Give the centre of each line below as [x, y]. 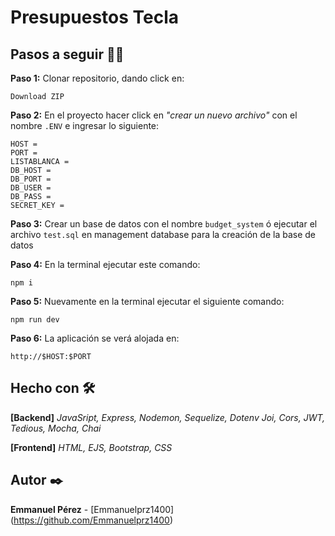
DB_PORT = [31, 179]
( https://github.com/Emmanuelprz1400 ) [92, 520]
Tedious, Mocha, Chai [56, 428]
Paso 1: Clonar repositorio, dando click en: [97, 78]
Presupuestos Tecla [95, 17]
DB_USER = [31, 188]
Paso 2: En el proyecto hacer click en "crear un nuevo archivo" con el [154, 115]
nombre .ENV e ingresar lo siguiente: [85, 125]
